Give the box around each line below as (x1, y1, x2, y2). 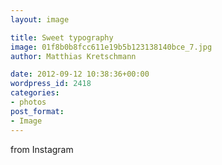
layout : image (10, 14, 70, 25)
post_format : (10, 106, 65, 116)
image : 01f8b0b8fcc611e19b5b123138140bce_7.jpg (10, 42, 213, 52)
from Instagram (10, 143, 74, 155)
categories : (10, 88, 60, 98)
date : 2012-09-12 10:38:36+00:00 (10, 69, 150, 80)
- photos (10, 97, 47, 107)
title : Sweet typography (10, 32, 114, 43)
